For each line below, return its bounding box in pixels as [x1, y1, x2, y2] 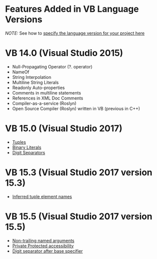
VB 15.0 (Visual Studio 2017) [5, 123, 123, 134]
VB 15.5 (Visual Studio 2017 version [5, 211, 153, 222]
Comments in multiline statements [12, 90, 81, 96]
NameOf [12, 69, 29, 75]
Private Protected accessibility [12, 243, 74, 249]
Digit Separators [12, 149, 46, 156]
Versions [5, 14, 43, 25]
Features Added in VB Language [5, 3, 139, 15]
